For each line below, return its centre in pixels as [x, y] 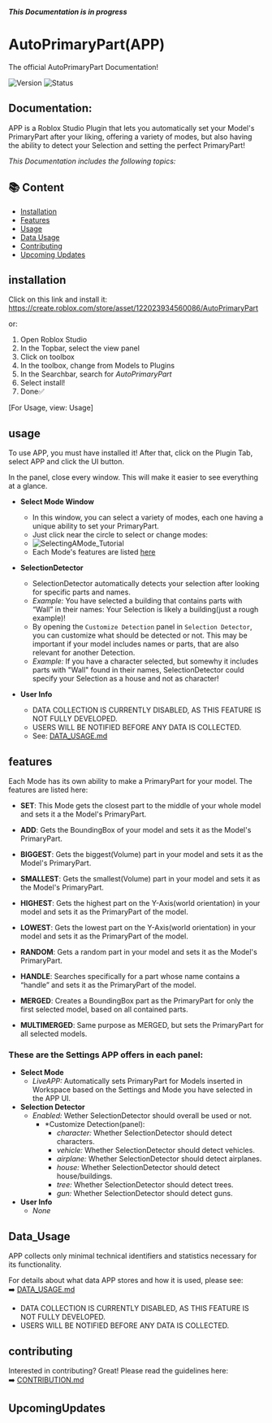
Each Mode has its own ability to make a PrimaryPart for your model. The [131, 781]
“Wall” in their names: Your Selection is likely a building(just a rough [145, 610]
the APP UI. [52, 1099]
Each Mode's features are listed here [94, 552]
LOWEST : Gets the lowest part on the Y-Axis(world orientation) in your [138, 927]
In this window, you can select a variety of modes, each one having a [148, 518]
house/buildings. [84, 1176]
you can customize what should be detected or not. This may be [140, 635]
